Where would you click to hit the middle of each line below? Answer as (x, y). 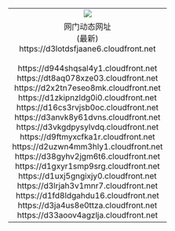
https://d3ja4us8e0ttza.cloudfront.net (87, 205)
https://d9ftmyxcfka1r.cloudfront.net (87, 136)
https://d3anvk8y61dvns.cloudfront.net (87, 117)
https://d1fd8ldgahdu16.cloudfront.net (87, 195)
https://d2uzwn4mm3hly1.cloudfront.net (87, 146)
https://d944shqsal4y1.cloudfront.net (87, 68)
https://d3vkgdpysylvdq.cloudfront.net (87, 127)
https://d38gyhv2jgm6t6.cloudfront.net (87, 156)
